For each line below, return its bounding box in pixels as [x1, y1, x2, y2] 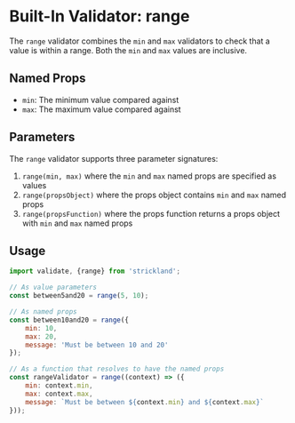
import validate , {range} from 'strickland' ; [9, 267, 180, 276]
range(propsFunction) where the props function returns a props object [21, 208, 281, 219]
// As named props [9, 307, 77, 316]
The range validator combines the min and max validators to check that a [9, 36, 271, 46]
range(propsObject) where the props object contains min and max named [21, 189, 287, 200]
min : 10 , [25, 323, 58, 332]
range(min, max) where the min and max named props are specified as [21, 171, 277, 181]
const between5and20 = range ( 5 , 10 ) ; [9, 291, 149, 300]
